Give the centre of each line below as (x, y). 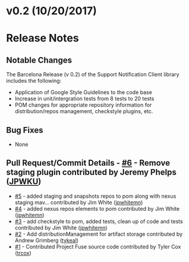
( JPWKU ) (24, 182)
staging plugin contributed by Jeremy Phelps (91, 172)
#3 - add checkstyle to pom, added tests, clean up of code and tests (99, 221)
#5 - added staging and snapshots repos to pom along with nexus (95, 196)
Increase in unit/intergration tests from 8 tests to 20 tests (84, 99)
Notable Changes (39, 60)
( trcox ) (23, 253)
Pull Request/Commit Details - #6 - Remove (88, 163)
